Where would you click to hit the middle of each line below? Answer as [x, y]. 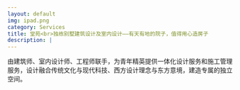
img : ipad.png [29, 21]
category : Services [36, 27]
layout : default [31, 14]
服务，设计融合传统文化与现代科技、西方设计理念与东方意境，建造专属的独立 [120, 70]
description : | [30, 40]
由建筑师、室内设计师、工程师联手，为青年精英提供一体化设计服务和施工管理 [120, 62]
